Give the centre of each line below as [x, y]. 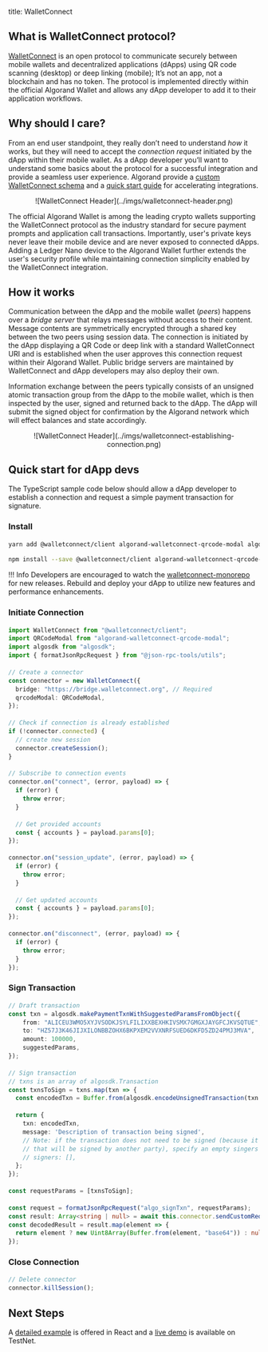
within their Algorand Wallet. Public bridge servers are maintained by [121, 362]
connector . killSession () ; [51, 1288]
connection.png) [134, 445]
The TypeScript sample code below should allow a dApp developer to [122, 489]
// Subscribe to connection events [67, 774]
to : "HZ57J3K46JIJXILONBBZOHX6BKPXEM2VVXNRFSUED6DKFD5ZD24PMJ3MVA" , [139, 1031]
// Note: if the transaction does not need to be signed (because [135, 1140]
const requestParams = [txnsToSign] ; [71, 1191]
